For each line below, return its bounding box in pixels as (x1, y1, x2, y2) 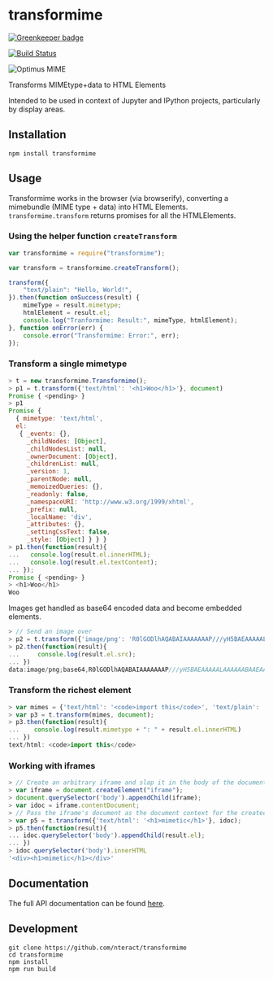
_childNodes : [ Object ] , (26, 437, 107, 445)
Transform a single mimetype (8, 358, 128, 369)
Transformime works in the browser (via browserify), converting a (8, 193, 229, 203)
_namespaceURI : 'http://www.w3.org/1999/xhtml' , (26, 498, 195, 506)
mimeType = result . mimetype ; (23, 301, 122, 310)
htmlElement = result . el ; (23, 309, 111, 317)
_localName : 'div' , (26, 512, 93, 521)
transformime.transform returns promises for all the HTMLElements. (8, 210, 236, 220)
